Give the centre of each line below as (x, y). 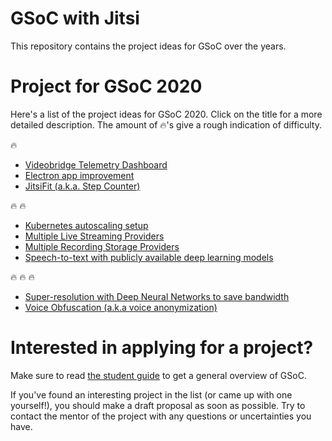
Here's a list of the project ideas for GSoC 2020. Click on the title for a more (166, 114)
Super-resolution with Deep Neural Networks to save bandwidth (157, 296)
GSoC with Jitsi (75, 18)
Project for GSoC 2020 (106, 86)
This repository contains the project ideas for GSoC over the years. (148, 46)
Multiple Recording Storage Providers (102, 246)
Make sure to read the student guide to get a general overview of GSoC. (158, 375)
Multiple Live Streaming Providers (94, 236)
